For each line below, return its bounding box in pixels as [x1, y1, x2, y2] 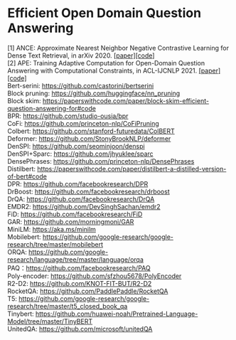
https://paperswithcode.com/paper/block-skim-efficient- [42, 96, 210, 105]
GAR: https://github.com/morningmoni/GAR [7, 217, 134, 225]
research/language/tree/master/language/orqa [7, 255, 144, 264]
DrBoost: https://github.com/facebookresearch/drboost [7, 187, 170, 196]
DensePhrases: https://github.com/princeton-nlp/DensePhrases [7, 156, 195, 165]
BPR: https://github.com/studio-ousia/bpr [7, 112, 129, 120]
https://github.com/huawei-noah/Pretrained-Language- [35, 309, 198, 318]
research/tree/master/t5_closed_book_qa [7, 302, 128, 310]
